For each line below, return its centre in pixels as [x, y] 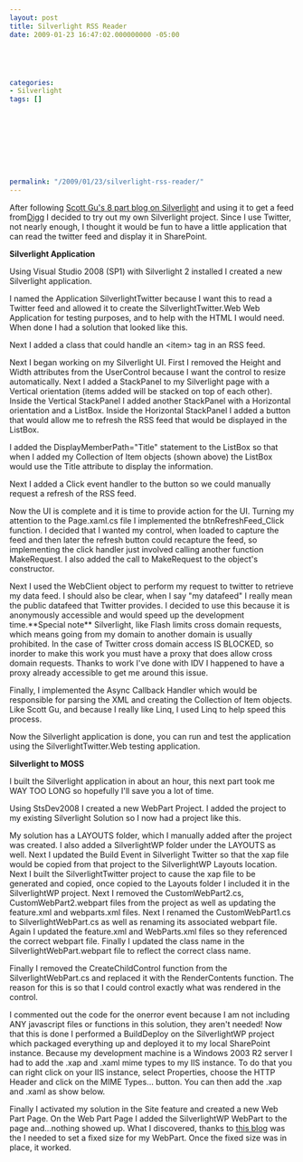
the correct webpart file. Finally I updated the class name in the [127, 941]
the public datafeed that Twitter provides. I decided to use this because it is [150, 606]
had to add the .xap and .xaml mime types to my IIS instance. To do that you [151, 1063]
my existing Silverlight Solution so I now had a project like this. [125, 818]
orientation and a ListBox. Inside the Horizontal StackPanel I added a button [150, 411]
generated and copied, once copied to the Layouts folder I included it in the [150, 883]
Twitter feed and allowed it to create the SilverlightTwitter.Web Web [135, 308]
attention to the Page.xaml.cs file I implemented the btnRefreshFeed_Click [147, 521]
